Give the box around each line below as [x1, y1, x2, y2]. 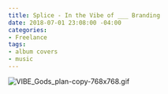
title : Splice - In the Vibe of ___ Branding [8, 11, 160, 20]
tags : [8, 41, 26, 49]
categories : [8, 26, 47, 34]
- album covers [8, 48, 58, 56]
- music [8, 56, 34, 63]
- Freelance [8, 33, 47, 42]
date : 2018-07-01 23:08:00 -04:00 [8, 19, 122, 27]
